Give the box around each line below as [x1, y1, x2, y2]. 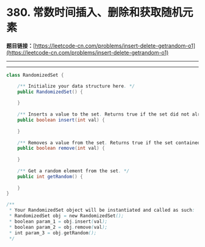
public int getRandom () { [17, 173, 84, 179]
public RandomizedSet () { [17, 89, 84, 95]
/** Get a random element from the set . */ [17, 168, 130, 174]
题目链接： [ [6, 42, 35, 49]
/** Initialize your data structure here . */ [17, 83, 135, 89]
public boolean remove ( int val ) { [17, 145, 105, 151]
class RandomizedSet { [6, 72, 64, 78]
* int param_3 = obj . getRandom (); [9, 229, 97, 236]
